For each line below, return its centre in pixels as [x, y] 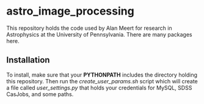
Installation [28, 60]
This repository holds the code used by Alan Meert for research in [89, 28]
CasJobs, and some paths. [40, 94]
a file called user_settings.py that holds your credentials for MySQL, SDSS [99, 88]
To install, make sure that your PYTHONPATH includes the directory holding [102, 75]
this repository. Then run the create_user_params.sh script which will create [102, 81]
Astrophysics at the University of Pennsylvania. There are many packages [99, 34]
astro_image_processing [70, 11]
